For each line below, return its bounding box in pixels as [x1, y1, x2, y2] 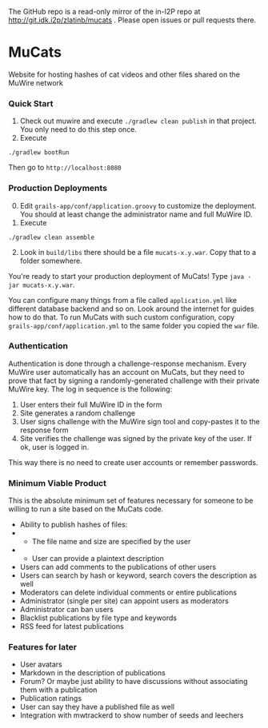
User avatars [19, 659, 62, 670]
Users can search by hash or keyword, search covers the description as [19, 571, 258, 580]
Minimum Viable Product [8, 477, 106, 488]
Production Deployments [8, 183, 108, 194]
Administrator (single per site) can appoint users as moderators [19, 596, 230, 606]
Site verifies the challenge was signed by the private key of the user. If [19, 433, 252, 443]
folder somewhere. [19, 256, 82, 265]
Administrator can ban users [19, 605, 114, 615]
